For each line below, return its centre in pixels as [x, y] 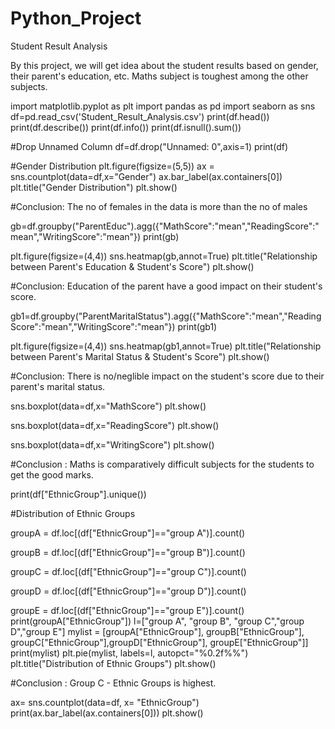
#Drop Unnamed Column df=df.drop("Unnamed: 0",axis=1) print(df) [149, 146]
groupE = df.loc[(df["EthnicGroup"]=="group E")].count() [127, 610]
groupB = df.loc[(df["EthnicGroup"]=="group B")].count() [128, 552]
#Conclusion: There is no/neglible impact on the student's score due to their [167, 376]
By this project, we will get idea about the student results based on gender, [164, 65]
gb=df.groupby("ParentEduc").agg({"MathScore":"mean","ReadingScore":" [165, 226]
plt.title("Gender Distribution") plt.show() [94, 187]
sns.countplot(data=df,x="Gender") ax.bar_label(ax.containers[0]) [146, 176]
